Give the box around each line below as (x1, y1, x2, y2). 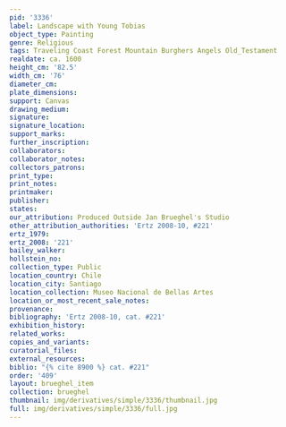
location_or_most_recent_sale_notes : (9, 296, 150, 305)
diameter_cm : (9, 80, 58, 89)
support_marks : (9, 130, 66, 139)
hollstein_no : (9, 254, 63, 264)
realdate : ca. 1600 (9, 55, 82, 64)
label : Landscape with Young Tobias (9, 21, 146, 30)
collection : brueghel (9, 388, 90, 397)
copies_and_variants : (9, 337, 90, 346)
